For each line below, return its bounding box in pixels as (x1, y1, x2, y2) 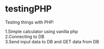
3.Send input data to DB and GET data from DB (5, 38, 99, 44)
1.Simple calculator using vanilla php (5, 28, 78, 34)
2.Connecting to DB (5, 34, 45, 39)
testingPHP (5, 3, 52, 14)
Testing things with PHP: (5, 19, 55, 25)
